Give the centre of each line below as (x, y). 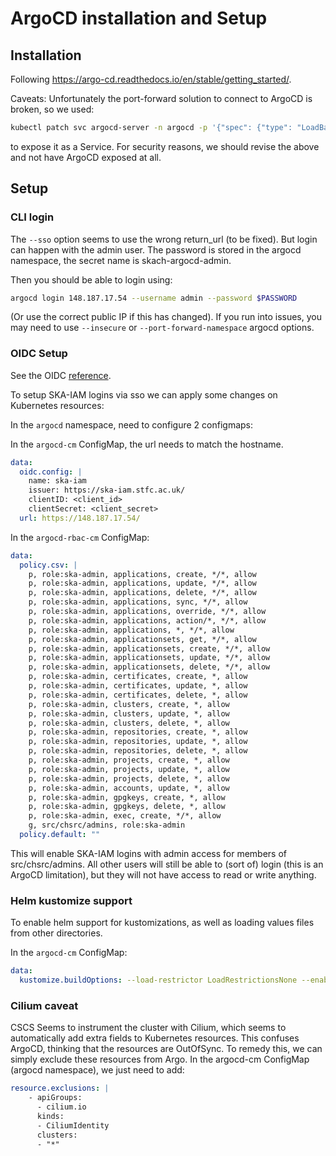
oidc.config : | (51, 472)
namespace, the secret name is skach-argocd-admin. (121, 260)
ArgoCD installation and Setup (139, 18)
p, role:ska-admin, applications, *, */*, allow (131, 630)
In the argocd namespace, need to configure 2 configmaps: (132, 424)
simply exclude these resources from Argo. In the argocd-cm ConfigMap (160, 1059)
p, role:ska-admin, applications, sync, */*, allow (138, 602)
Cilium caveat (44, 1005)
